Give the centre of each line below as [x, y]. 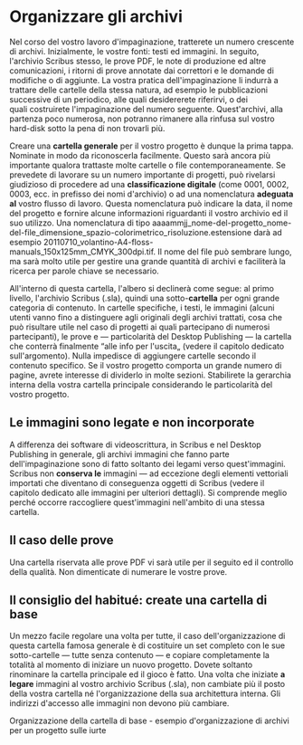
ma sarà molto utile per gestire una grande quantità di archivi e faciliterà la [148, 261]
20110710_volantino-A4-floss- [99, 242]
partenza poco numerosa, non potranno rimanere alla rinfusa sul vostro [142, 119]
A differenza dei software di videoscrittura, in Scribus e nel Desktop [136, 444]
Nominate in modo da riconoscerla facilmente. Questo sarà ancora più [140, 155]
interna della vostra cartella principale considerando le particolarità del [141, 384]
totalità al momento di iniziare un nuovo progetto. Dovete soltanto [131, 665]
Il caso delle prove [62, 540]
